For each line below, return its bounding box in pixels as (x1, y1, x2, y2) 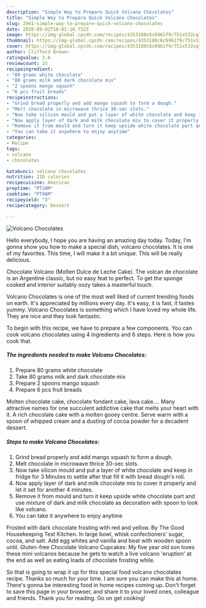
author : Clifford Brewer (6, 49, 70, 55)
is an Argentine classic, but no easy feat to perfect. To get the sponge (6, 274, 183, 282)
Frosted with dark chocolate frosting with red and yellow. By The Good (6, 524, 185, 531)
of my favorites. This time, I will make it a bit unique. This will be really (6, 249, 183, 257)
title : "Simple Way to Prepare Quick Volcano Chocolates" (6, 15, 158, 21)
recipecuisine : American (6, 180, 70, 186)
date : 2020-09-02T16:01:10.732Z (6, 26, 89, 32)
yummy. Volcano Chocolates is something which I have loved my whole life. (6, 306, 197, 313)
